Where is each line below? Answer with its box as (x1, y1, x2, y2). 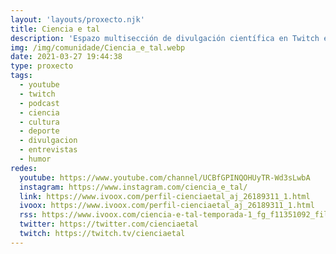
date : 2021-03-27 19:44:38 (10, 52, 123, 62)
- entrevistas (19, 145, 78, 155)
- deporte (19, 126, 60, 136)
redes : (10, 163, 38, 173)
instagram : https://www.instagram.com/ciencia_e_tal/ (19, 182, 248, 192)
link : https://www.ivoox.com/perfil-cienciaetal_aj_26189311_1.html (19, 191, 311, 201)
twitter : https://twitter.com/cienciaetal (19, 219, 199, 230)
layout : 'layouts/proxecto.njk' (10, 14, 145, 25)
